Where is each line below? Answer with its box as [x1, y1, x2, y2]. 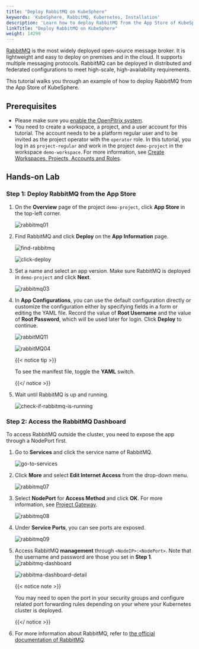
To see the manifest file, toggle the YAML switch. [14, 368, 135, 375]
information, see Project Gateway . [14, 500, 98, 508]
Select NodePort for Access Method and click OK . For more [14, 494, 163, 502]
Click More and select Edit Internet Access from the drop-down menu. [14, 471, 188, 478]
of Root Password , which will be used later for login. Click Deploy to [14, 316, 182, 323]
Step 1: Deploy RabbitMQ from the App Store [6, 190, 136, 198]
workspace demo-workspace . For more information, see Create [14, 148, 165, 155]
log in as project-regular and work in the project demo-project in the [14, 142, 183, 149]
